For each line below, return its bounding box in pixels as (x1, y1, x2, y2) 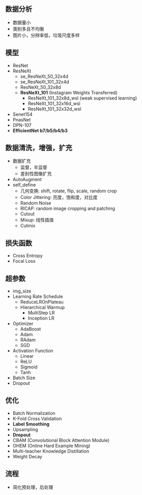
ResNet (12, 62, 29, 68)
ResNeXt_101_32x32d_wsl (27, 106, 81, 112)
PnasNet (12, 116, 31, 122)
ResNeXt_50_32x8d (20, 84, 61, 90)
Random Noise (20, 200, 51, 206)
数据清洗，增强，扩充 (5, 143, 72, 152)
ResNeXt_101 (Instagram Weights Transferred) (20, 89, 118, 95)
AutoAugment (12, 177, 42, 183)
